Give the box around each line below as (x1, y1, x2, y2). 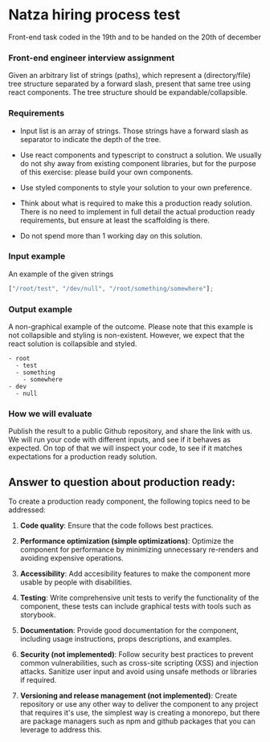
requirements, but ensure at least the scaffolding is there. (19, 215, 211, 225)
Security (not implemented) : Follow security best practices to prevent (19, 650, 254, 659)
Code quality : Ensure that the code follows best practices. (19, 520, 214, 531)
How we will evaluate (8, 408, 92, 419)
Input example (8, 251, 66, 262)
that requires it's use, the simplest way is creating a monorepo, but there (19, 708, 260, 718)
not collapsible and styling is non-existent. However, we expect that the (8, 331, 245, 340)
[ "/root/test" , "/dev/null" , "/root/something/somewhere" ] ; (8, 284, 215, 292)
